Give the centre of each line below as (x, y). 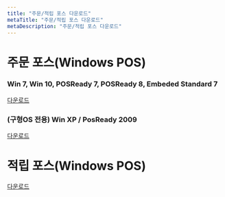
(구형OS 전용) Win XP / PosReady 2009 (72, 119)
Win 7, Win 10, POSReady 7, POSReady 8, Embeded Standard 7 (113, 84)
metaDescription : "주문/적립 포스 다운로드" (64, 26)
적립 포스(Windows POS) (76, 166)
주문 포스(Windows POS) (76, 62)
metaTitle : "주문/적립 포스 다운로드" (55, 20)
